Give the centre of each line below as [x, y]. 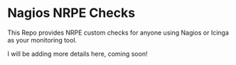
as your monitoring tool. [42, 40]
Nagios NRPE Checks [71, 13]
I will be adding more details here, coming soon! [77, 54]
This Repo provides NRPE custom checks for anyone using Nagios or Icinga [118, 32]
